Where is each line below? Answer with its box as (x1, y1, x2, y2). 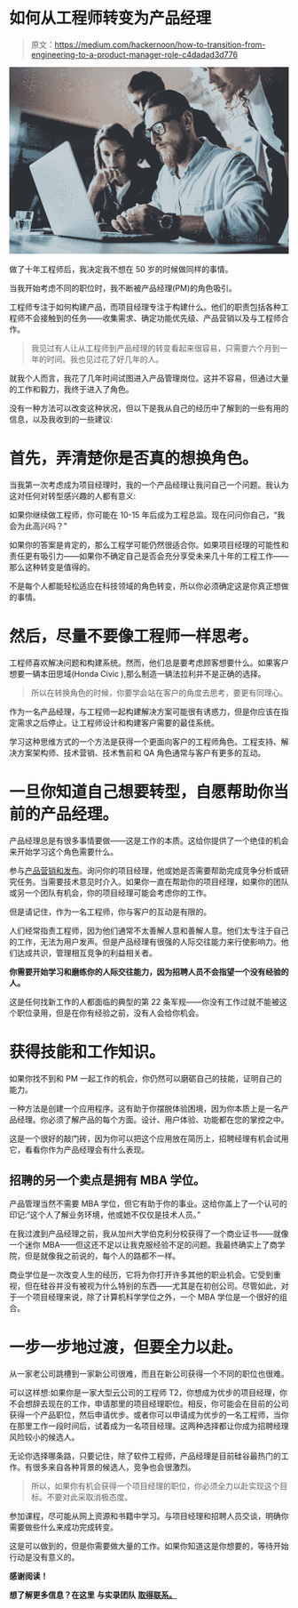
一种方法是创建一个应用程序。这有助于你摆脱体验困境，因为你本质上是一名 (9, 1103, 281, 1114)
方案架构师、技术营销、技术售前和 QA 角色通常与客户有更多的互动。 (16, 747, 266, 758)
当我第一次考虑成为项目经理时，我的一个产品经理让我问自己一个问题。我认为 (9, 479, 289, 490)
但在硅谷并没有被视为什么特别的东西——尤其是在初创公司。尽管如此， (24, 1280, 281, 1290)
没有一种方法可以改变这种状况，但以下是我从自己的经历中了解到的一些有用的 (9, 403, 289, 414)
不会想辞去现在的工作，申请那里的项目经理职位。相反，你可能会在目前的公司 (9, 1398, 289, 1409)
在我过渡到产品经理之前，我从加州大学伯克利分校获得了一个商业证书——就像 (9, 1228, 289, 1239)
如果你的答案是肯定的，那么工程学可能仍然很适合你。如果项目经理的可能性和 (9, 540, 289, 551)
